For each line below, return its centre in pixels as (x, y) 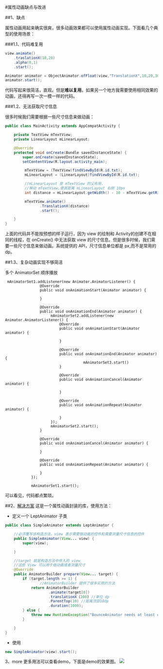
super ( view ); (36, 543)
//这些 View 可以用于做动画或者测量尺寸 (50, 565)
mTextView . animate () (45, 201)
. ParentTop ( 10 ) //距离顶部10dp (79, 601)
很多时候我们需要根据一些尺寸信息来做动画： (50, 117)
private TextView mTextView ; (43, 135)
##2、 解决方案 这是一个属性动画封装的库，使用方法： (59, 506)
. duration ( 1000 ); (66, 606)
